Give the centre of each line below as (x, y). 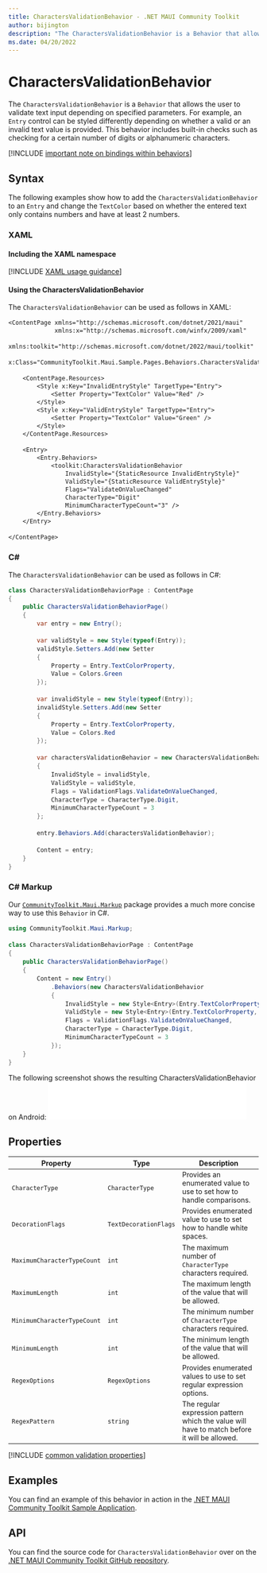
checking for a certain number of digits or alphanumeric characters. (119, 138)
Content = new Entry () (74, 978)
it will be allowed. (210, 1437)
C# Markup (31, 887)
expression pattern (213, 1412)
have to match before (217, 1429)
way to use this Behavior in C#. (59, 913)
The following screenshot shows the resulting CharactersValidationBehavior (132, 1077)
